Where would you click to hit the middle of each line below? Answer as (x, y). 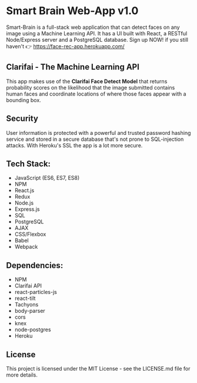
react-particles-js (36, 292)
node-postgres (33, 330)
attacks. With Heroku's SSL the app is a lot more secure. (74, 145)
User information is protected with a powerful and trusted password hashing (98, 133)
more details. (22, 375)
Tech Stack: (29, 164)
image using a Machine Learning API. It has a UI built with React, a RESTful (97, 33)
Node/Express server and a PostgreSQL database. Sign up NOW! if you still (97, 39)
